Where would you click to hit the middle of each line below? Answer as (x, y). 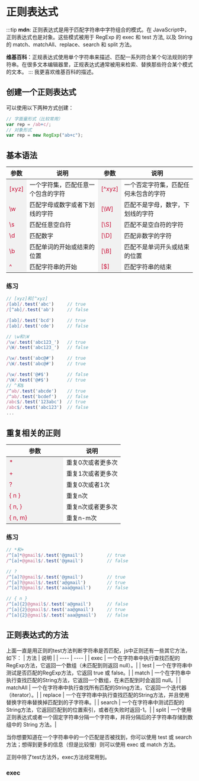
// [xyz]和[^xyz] (27, 299)
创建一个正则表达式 (41, 92)
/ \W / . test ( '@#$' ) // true (46, 380)
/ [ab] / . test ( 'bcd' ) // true (46, 320)
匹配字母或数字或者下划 (62, 205)
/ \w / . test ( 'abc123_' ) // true (46, 342)
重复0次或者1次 (88, 485)
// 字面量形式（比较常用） (35, 119)
